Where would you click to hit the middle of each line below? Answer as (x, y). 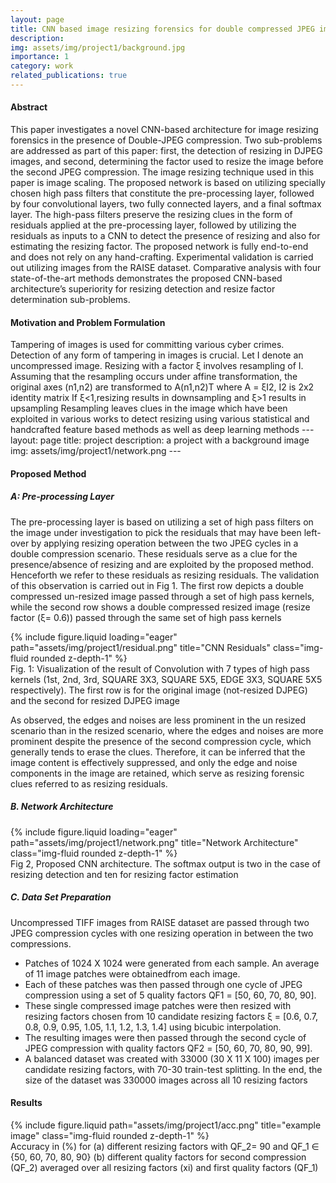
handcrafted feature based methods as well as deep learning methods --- (162, 430)
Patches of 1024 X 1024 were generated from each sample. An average (172, 963)
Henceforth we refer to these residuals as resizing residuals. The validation (165, 575)
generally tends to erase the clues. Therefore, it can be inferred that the (158, 752)
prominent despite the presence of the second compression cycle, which (161, 741)
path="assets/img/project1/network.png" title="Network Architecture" (154, 842)
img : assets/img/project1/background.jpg (98, 47)
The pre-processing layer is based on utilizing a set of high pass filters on (162, 522)
